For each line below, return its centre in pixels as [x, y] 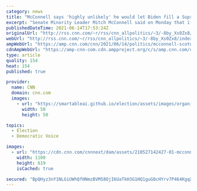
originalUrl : [22, 33]
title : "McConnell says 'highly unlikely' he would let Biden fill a [93, 17]
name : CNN [23, 88]
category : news [25, 11]
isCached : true [35, 168]
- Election [25, 131]
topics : [16, 125]
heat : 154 [18, 66]
